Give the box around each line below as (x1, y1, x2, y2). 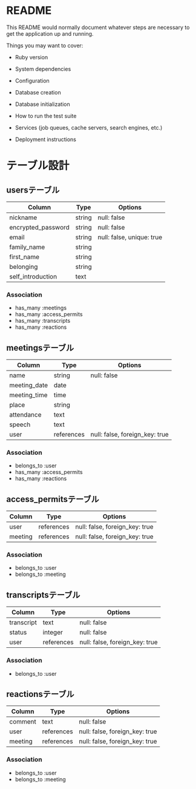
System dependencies (15, 65, 71, 73)
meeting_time (9, 391, 48, 400)
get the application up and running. (6, 30, 94, 37)
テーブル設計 (6, 159, 70, 173)
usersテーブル (6, 185, 60, 195)
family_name (9, 243, 45, 251)
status (9, 628, 27, 636)
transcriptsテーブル (6, 590, 80, 600)
